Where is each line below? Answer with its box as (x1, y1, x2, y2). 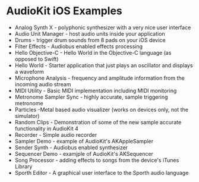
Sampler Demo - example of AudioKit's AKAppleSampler (14, 137, 154, 145)
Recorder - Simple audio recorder (14, 131, 97, 138)
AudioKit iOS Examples (6, 4, 123, 18)
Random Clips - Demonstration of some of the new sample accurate (14, 118, 182, 125)
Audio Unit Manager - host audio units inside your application (14, 30, 165, 37)
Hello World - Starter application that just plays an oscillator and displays (14, 61, 193, 69)
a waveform (14, 68, 45, 75)
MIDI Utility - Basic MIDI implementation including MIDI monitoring (14, 87, 177, 94)
